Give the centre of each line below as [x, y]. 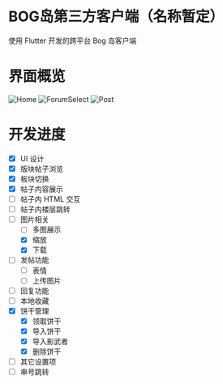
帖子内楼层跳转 [45, 209]
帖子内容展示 [41, 189]
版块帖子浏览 [41, 169]
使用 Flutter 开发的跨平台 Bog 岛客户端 [73, 41]
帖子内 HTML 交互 [50, 199]
